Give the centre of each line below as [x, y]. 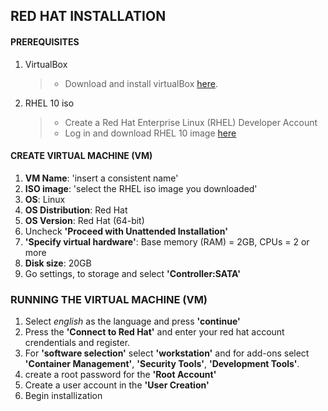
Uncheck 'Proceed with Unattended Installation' [126, 231]
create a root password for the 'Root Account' [120, 375]
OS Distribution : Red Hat [76, 210]
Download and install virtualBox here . [141, 83]
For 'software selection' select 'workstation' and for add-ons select [167, 353]
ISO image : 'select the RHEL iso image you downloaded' [141, 188]
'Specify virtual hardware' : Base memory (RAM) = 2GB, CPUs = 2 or [167, 241]
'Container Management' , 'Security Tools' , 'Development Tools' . [162, 364]
